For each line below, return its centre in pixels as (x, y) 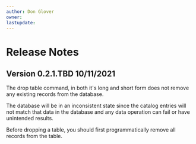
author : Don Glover (30, 12)
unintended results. (30, 119)
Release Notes (42, 52)
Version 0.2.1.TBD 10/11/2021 (61, 74)
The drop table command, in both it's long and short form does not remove (98, 88)
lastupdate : (21, 23)
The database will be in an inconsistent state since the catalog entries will (96, 106)
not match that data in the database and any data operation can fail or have (98, 112)
